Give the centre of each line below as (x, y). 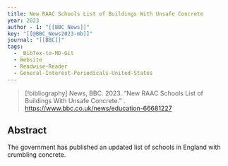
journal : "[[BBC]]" (36, 40)
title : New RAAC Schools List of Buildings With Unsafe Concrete (105, 14)
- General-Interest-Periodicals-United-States (83, 73)
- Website (28, 60)
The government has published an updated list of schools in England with (114, 147)
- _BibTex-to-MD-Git (44, 54)
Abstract (27, 130)
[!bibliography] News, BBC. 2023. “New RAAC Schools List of (114, 93)
